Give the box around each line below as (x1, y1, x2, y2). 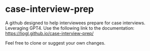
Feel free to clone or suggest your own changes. (5, 40, 106, 46)
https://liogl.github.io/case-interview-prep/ (5, 30, 94, 36)
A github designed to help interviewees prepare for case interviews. (5, 20, 145, 26)
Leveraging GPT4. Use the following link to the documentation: (5, 25, 134, 31)
